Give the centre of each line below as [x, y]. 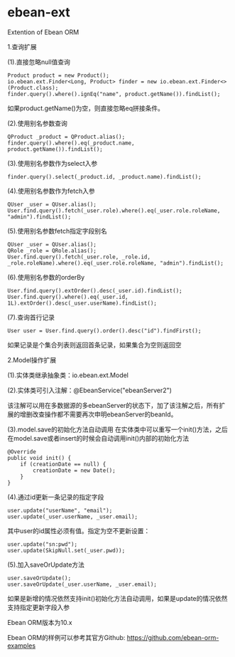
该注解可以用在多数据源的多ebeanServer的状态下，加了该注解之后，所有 [113, 405]
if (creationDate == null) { [63, 464]
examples [22, 646]
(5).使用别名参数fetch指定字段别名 [58, 231]
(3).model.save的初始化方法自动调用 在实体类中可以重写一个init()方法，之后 [118, 429]
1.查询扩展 [22, 46]
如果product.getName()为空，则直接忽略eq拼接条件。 [86, 108]
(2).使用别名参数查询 [37, 123]
